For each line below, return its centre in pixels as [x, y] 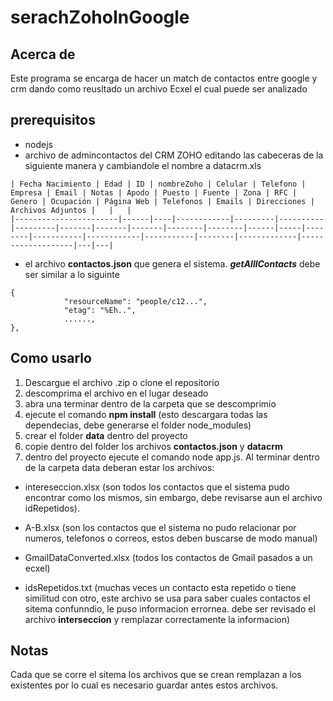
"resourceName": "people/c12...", [135, 301]
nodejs [38, 144]
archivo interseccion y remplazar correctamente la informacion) [157, 619]
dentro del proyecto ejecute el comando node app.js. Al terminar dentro [172, 457]
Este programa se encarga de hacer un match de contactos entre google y [164, 78]
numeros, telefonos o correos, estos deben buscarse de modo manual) [171, 538]
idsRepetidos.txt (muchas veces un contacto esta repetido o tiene [160, 587]
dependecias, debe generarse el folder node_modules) [138, 425]
